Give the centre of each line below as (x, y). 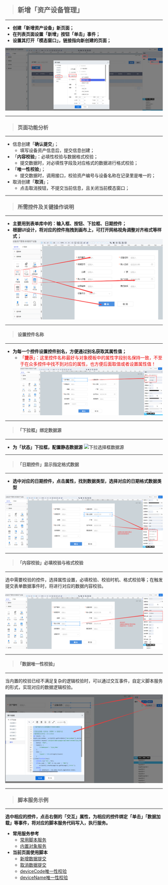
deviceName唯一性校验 (44, 877)
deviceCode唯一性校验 (43, 871)
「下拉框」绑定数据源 (39, 430)
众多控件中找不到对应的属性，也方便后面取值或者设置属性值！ (92, 364)
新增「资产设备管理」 (50, 10)
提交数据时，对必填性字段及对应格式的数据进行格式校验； (79, 163)
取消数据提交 (33, 865)
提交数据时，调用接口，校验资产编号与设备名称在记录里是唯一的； (88, 175)
